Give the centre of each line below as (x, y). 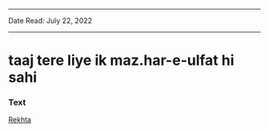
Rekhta (20, 120)
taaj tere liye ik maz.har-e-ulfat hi (121, 60)
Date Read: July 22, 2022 (50, 20)
